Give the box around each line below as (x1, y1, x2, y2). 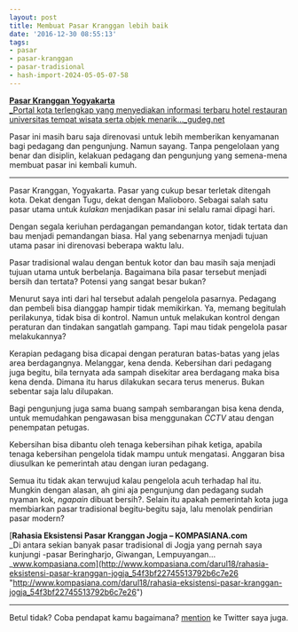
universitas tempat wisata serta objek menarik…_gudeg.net (9, 114, 225, 124)
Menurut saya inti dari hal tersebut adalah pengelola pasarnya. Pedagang (9, 293, 277, 304)
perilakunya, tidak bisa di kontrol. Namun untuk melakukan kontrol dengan (9, 312, 280, 322)
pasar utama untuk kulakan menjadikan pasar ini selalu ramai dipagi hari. (9, 203, 276, 214)
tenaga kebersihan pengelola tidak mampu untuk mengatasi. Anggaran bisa (9, 448, 286, 459)
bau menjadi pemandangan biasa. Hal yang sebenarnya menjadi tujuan (9, 230, 269, 241)
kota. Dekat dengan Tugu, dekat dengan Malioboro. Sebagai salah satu (9, 194, 269, 205)
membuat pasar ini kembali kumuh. (9, 159, 137, 170)
